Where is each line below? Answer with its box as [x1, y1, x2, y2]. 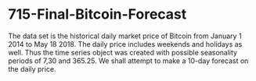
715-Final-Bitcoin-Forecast [8, 5, 187, 23]
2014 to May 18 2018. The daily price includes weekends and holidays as [8, 39, 243, 48]
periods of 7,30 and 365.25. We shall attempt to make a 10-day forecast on [8, 56, 249, 65]
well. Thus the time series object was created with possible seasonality [8, 48, 237, 57]
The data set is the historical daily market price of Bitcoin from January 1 [8, 31, 242, 40]
